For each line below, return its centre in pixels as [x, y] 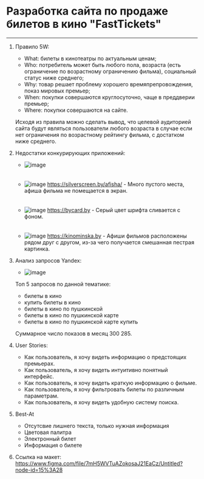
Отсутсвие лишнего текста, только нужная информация [97, 426]
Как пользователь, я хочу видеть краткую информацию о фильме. [110, 383]
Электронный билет [50, 438]
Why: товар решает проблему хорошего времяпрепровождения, [108, 84]
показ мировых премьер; [57, 91]
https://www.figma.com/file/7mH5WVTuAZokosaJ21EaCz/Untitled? [99, 463]
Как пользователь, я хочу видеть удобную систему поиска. [101, 402]
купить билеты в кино [53, 302]
